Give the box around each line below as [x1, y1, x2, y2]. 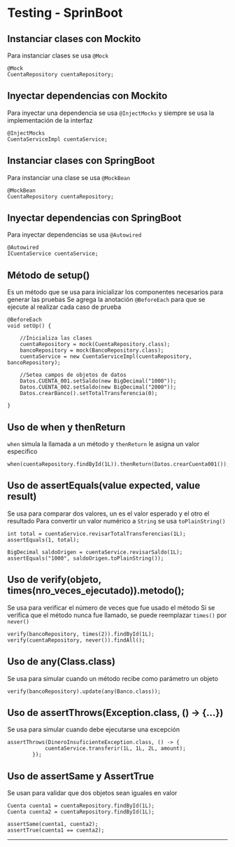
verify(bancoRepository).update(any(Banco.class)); [7, 688, 161, 695]
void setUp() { [7, 322, 52, 330]
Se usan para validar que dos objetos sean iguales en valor [7, 789, 178, 797]
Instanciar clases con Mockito [7, 33, 141, 45]
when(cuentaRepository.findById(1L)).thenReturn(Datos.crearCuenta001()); [7, 461, 230, 468]
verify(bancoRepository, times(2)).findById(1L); [7, 631, 155, 638]
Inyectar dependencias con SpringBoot [7, 212, 182, 224]
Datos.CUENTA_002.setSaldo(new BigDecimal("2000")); [20, 384, 177, 391]
